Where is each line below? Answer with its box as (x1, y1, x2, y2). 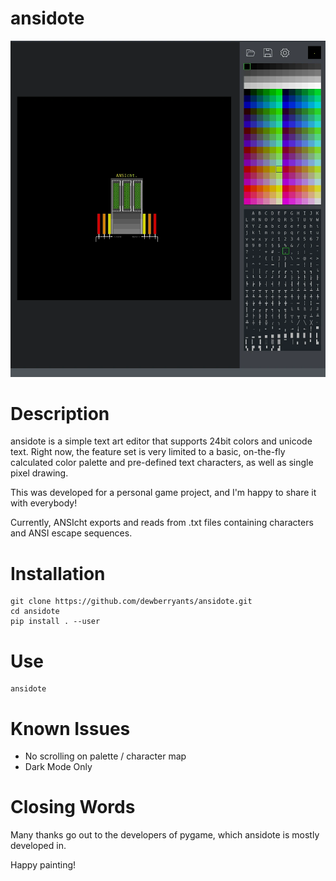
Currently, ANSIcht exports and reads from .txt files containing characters (10, 517, 314, 529)
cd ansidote (10, 607, 60, 617)
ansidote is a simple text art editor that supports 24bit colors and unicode (10, 435, 313, 447)
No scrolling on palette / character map (24, 750, 187, 762)
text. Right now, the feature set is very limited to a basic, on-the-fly (10, 446, 286, 458)
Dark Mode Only (24, 761, 93, 773)
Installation (10, 562, 106, 585)
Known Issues (10, 717, 131, 740)
